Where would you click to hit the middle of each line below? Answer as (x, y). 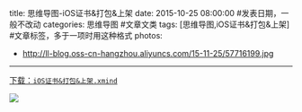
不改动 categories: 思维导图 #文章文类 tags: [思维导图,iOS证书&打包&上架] (153, 24)
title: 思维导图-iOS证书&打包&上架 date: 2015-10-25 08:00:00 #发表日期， (145, 13)
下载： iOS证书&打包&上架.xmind (64, 80)
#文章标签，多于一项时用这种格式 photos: (86, 35)
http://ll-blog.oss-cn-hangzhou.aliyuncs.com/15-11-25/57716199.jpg (148, 53)
